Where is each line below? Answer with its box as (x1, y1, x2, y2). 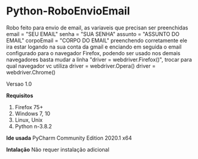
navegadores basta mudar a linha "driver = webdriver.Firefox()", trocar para (6, 56, 193, 63)
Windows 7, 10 (14, 110, 51, 117)
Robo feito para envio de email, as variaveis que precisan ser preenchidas (6, 24, 188, 31)
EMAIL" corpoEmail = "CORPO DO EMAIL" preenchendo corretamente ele (6, 37, 187, 44)
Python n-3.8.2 (14, 122, 52, 130)
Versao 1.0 (6, 80, 32, 88)
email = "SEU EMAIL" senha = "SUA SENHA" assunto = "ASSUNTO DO (6, 30, 180, 37)
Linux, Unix (14, 116, 43, 124)
